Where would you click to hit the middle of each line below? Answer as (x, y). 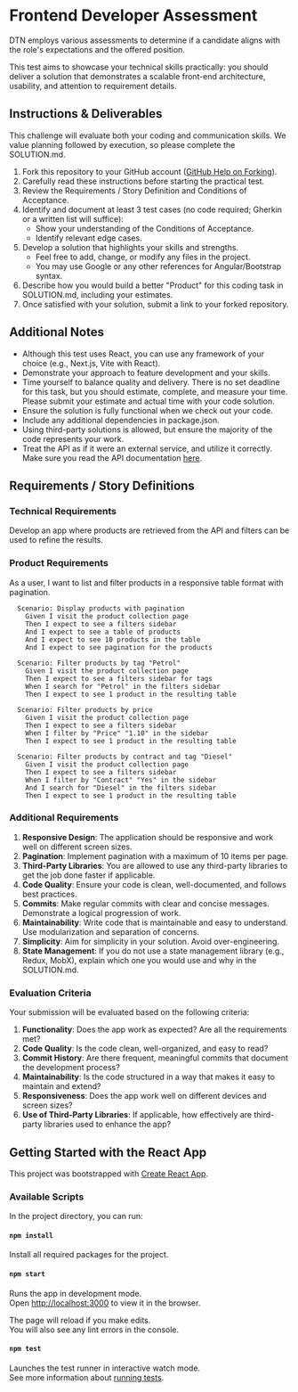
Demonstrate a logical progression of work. (101, 913)
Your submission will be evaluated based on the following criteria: (129, 1012)
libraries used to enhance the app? (108, 1125)
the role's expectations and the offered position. (97, 49)
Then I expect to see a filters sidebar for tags (119, 678)
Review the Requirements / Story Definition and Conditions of (134, 190)
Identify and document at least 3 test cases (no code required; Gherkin (152, 209)
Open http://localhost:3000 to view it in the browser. (105, 1303)
